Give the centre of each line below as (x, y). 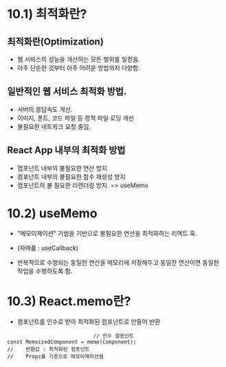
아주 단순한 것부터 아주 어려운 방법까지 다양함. (79, 68)
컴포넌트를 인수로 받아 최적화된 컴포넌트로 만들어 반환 (89, 321)
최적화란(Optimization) (56, 42)
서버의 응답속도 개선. (45, 109)
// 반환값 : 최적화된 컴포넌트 (48, 349)
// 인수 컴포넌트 (113, 336)
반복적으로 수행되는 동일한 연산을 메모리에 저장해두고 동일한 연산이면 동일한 (118, 262)
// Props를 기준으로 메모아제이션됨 (56, 356)
